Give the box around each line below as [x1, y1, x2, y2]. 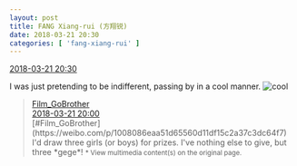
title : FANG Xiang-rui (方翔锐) [9, 22, 128, 31]
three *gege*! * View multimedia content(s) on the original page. [31, 147, 243, 158]
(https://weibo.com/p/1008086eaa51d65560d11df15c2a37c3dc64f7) [31, 128, 288, 139]
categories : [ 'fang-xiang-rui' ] [9, 38, 141, 48]
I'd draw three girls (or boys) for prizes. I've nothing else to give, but [31, 137, 288, 148]
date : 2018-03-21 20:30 [9, 30, 100, 39]
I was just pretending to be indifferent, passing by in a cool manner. [9, 81, 262, 92]
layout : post [9, 13, 59, 23]
